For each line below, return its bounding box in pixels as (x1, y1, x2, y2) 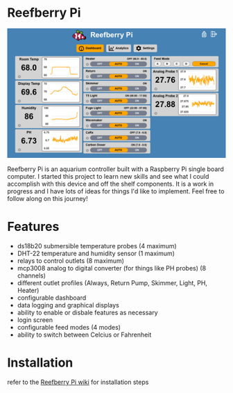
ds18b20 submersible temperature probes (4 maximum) (17, 242, 177, 250)
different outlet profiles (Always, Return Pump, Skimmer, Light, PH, (17, 279, 208, 287)
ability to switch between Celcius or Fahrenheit (17, 330, 152, 339)
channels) (17, 271, 46, 280)
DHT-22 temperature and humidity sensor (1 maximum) (17, 249, 175, 258)
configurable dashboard (17, 294, 87, 302)
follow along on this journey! (7, 195, 88, 203)
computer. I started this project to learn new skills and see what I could (7, 173, 209, 181)
